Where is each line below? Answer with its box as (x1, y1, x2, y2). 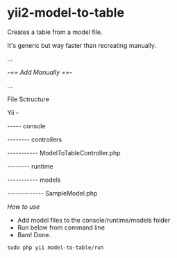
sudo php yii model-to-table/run (7, 244, 104, 251)
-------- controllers (7, 135, 62, 144)
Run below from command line (17, 223, 106, 232)
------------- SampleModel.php (7, 189, 98, 197)
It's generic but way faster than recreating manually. (7, 41, 157, 49)
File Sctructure (7, 95, 50, 103)
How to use (7, 203, 40, 211)
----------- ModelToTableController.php (7, 148, 121, 157)
